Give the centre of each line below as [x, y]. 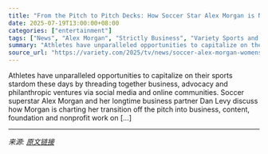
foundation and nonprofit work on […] [70, 118]
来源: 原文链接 [31, 142]
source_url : [28, 53]
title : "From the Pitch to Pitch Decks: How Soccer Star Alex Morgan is [132, 16]
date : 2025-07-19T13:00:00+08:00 [64, 23]
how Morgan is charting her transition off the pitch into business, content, [129, 109]
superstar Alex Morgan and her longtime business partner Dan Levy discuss [133, 101]
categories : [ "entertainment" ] [60, 30]
